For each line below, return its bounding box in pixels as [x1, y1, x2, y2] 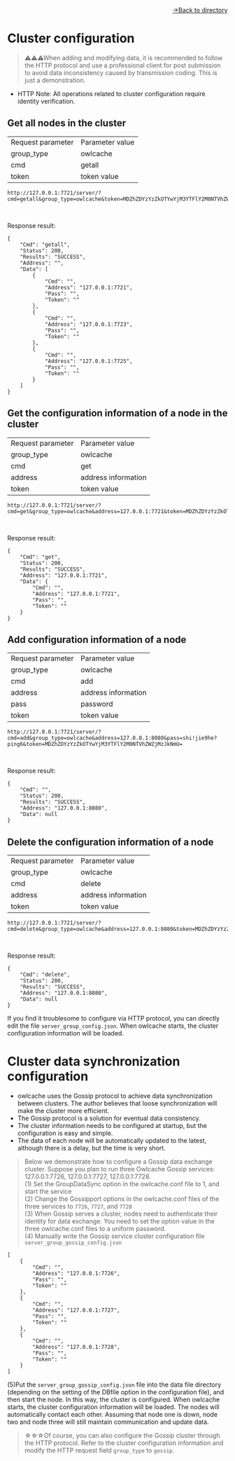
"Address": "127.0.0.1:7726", [32, 1270, 120, 1277]
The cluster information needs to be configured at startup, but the [17, 1122, 208, 1130]
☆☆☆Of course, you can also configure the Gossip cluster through [24, 1432, 220, 1440]
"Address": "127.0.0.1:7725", [44, 358, 133, 365]
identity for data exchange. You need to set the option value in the [24, 1217, 215, 1225]
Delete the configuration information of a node [7, 836, 214, 848]
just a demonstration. [24, 76, 86, 84]
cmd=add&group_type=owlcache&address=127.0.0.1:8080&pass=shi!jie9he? [7, 735, 218, 742]
